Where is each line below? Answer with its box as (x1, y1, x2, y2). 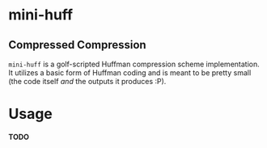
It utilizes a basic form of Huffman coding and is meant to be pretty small (8, 68, 252, 78)
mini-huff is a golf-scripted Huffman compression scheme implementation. (8, 59, 261, 69)
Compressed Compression (8, 38, 147, 52)
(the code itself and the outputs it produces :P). (8, 77, 167, 86)
